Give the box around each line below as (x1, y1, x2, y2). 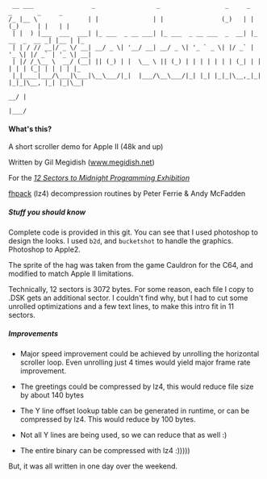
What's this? (8, 123, 52, 134)
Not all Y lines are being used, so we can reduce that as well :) (19, 430, 227, 440)
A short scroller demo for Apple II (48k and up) (8, 142, 164, 152)
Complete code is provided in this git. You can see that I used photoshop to (8, 227, 258, 237)
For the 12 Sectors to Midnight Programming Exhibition (8, 173, 190, 183)
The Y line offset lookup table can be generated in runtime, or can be (19, 406, 250, 416)
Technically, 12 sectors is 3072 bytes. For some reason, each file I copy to (8, 285, 254, 294)
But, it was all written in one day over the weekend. (8, 461, 178, 471)
